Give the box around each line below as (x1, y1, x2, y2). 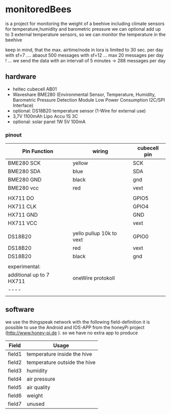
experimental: (8, 263, 41, 270)
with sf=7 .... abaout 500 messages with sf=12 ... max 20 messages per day (5, 52, 164, 58)
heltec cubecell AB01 (12, 86, 57, 92)
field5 (8, 383, 22, 390)
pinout (5, 131, 22, 139)
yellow (72, 159, 88, 167)
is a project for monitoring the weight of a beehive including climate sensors (5, 20, 165, 27)
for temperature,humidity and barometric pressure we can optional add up (5, 26, 161, 32)
